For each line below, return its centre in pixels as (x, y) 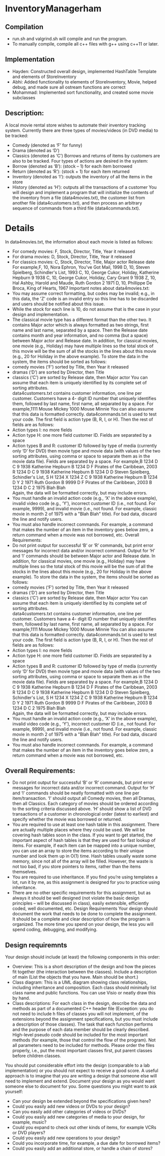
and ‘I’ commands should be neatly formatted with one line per (76, 793)
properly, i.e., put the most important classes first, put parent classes (82, 1051)
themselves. (25, 872)
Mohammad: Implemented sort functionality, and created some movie (83, 92)
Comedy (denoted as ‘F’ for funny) (47, 145)
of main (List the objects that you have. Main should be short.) (75, 977)
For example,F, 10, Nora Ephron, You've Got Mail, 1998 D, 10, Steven (81, 267)
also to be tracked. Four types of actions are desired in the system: (80, 161)
